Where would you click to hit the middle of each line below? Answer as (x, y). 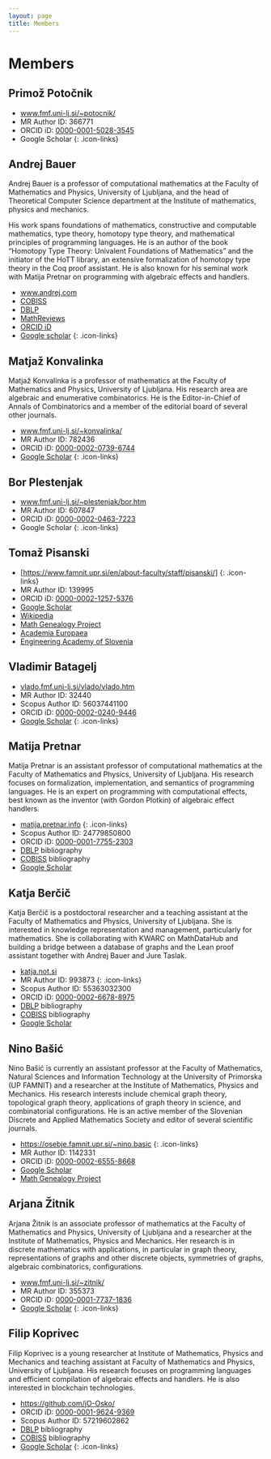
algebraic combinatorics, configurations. (76, 1266)
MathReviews (42, 319)
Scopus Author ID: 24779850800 (75, 833)
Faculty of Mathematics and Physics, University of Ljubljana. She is (120, 922)
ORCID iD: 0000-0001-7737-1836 (76, 1299)
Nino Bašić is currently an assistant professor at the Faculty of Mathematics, (135, 1068)
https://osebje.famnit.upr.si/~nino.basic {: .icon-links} (109, 1144)
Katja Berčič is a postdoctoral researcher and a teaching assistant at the (128, 913)
